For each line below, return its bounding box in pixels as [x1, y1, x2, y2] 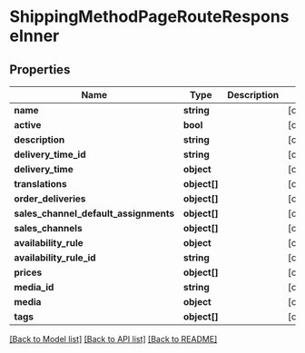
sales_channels [14, 222, 84, 234]
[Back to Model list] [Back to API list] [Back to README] [9, 334, 218, 344]
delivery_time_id [14, 148, 86, 161]
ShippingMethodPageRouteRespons [9, 6, 290, 27]
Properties [9, 62, 71, 77]
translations [14, 178, 67, 190]
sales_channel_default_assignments [14, 207, 175, 220]
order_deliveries [14, 192, 86, 205]
